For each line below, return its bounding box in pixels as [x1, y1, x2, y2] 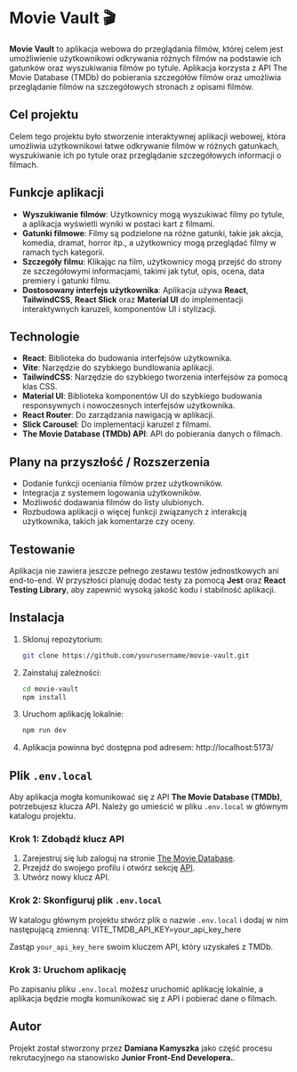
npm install [21, 692, 67, 701]
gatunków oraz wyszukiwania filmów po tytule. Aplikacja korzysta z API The [9, 62, 287, 73]
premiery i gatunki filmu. [21, 274, 112, 286]
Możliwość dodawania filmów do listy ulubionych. [21, 497, 205, 508]
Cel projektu [9, 107, 79, 122]
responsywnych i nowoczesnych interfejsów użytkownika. [21, 400, 236, 411]
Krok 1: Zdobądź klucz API [9, 833, 124, 846]
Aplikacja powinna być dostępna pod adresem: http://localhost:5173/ [21, 742, 274, 753]
